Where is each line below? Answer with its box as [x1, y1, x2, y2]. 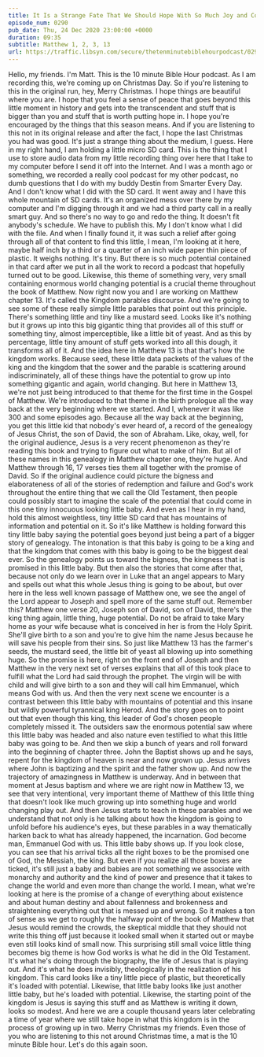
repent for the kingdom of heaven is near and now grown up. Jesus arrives [8, 756, 251, 764]
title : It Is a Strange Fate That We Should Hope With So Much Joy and [8, 11, 247, 20]
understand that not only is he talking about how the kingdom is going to [8, 814, 243, 823]
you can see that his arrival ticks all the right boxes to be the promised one [8, 848, 250, 856]
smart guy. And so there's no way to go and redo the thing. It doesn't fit [8, 212, 240, 221]
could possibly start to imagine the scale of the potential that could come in [8, 497, 252, 505]
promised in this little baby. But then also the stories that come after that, [8, 564, 244, 572]
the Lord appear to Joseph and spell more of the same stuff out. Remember [8, 597, 253, 606]
